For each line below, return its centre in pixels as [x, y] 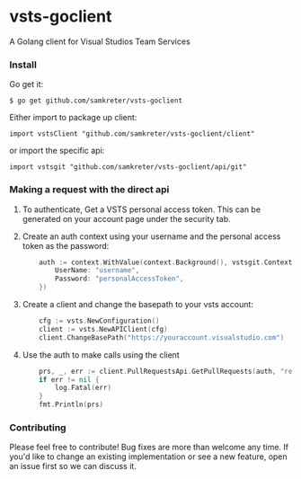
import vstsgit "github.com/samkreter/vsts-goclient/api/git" [128, 167]
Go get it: [27, 84]
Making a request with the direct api [89, 190]
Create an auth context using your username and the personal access [151, 236]
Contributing [38, 427]
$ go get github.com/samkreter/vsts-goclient [96, 101]
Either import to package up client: [73, 118]
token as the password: [66, 245]
